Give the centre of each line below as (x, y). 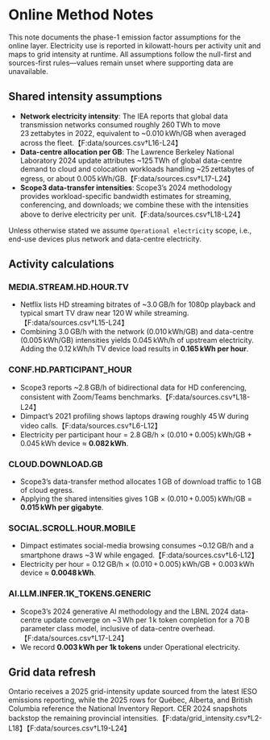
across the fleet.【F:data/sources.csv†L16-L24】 (101, 143)
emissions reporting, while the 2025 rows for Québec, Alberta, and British (131, 700)
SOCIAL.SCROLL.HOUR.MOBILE (72, 527)
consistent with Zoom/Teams (68, 397)
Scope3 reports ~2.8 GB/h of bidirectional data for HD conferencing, (133, 387)
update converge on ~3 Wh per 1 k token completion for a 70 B (146, 620)
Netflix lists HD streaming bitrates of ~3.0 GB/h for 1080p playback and (138, 304)
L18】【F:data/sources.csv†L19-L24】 (70, 728)
